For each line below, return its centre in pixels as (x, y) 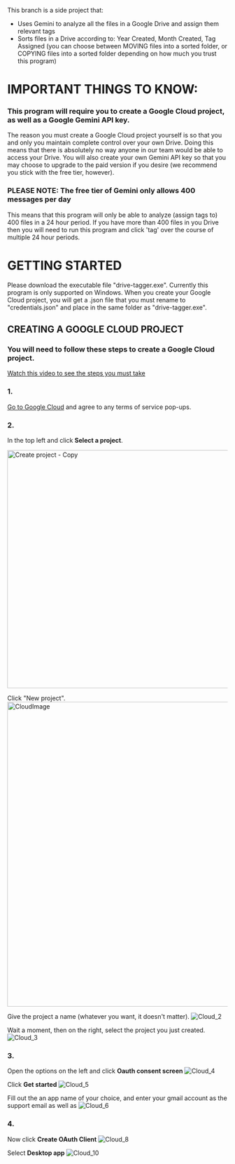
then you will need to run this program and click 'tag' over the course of (111, 229)
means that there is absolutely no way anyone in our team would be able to (115, 150)
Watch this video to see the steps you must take (76, 373)
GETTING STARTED (65, 265)
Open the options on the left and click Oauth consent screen (95, 1071)
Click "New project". (36, 698)
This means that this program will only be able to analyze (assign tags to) (113, 215)
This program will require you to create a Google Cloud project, (116, 112)
